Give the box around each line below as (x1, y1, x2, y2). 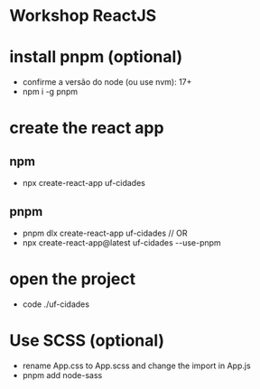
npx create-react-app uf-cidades (22, 178, 146, 189)
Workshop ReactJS (9, 5, 157, 26)
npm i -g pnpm (22, 87, 79, 97)
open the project (9, 269, 136, 290)
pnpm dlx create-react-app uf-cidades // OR (22, 227, 188, 238)
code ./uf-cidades (22, 299, 90, 310)
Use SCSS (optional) (9, 330, 165, 351)
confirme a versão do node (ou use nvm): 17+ (22, 77, 192, 88)
